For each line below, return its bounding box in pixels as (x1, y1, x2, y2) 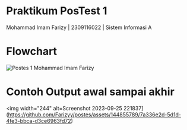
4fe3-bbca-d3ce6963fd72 (6, 117, 71, 124)
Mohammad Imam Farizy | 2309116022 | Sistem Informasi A (6, 24, 152, 31)
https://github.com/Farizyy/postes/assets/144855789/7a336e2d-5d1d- (8, 111, 182, 118)
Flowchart (6, 45, 58, 58)
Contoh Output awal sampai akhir (6, 85, 175, 99)
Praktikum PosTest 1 (6, 4, 107, 18)
